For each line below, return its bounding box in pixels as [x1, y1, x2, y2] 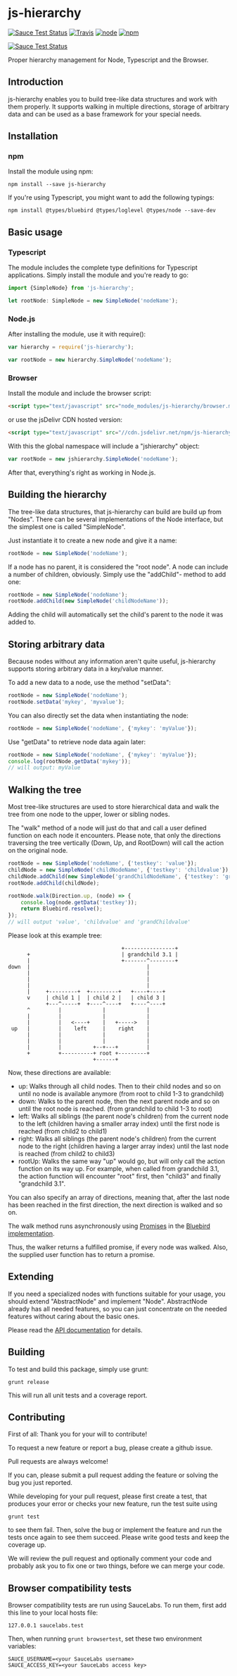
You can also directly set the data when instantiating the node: [8, 711, 189, 719]
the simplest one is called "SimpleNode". [8, 522, 126, 530]
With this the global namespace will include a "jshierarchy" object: [8, 442, 200, 450]
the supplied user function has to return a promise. [8, 1251, 155, 1259]
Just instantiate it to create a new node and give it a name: [8, 536, 178, 545]
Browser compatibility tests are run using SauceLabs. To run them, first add [8, 1601, 227, 1610]
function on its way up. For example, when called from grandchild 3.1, [18, 1165, 220, 1173]
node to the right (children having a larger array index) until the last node [18, 1142, 229, 1150]
